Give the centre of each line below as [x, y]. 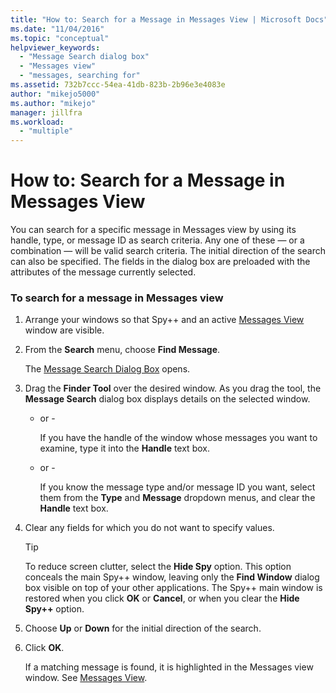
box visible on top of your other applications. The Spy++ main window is [173, 588]
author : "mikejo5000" [55, 94]
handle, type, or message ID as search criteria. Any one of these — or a [157, 240]
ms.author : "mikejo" [53, 103]
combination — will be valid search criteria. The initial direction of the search [168, 251]
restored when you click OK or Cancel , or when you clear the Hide [162, 598]
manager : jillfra [46, 112]
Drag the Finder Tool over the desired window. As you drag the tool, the [173, 388]
